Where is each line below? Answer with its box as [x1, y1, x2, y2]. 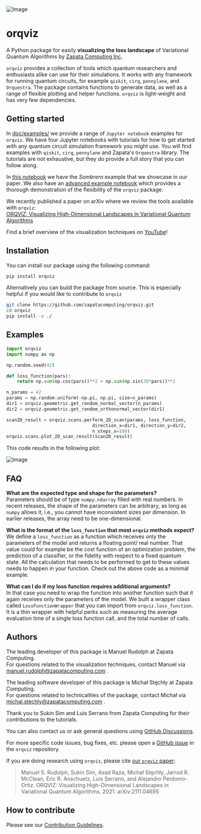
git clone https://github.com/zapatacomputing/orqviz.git [6, 302, 154, 308]
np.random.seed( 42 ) [6, 362, 55, 368]
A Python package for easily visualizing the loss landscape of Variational [6, 46, 189, 53]
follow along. [6, 161, 38, 169]
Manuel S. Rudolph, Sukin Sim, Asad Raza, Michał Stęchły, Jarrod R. [20, 769, 190, 776]
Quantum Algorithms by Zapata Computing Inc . [6, 53, 123, 60]
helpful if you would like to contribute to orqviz [6, 290, 122, 298]
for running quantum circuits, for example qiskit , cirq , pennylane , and [6, 77, 180, 84]
